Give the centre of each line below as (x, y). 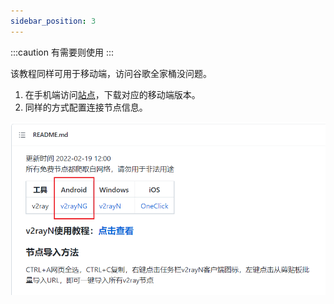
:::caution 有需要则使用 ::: (62, 52)
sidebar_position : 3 (53, 21)
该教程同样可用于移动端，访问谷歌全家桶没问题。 (111, 73)
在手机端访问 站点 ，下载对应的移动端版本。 (112, 94)
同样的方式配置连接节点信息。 (86, 107)
